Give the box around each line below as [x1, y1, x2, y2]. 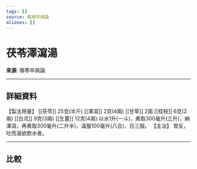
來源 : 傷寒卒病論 [6, 67, 45, 74]
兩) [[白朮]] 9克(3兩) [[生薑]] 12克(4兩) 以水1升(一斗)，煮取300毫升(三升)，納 [6, 115, 191, 122]
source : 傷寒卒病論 [6, 14, 49, 20]
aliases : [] [6, 19, 35, 25]
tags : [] [6, 8, 28, 15]
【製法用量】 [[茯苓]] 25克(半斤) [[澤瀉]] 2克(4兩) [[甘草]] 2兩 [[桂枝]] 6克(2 [6, 108, 187, 115]
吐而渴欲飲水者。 [6, 130, 47, 137]
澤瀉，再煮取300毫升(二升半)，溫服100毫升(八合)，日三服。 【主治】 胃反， [6, 122, 189, 129]
